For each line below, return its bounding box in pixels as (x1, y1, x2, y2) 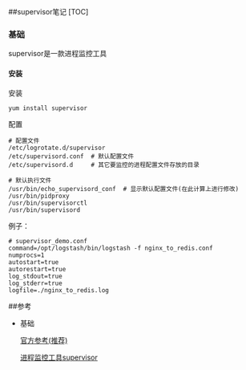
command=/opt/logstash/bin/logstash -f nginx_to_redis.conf (8, 244, 214, 252)
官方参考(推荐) (19, 335, 68, 345)
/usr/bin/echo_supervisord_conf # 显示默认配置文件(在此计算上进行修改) (8, 185, 239, 193)
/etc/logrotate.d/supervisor (8, 144, 106, 152)
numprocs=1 (8, 251, 45, 259)
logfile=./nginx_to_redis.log (8, 286, 110, 295)
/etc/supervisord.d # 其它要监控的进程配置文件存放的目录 (8, 161, 200, 169)
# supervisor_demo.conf (8, 237, 88, 245)
